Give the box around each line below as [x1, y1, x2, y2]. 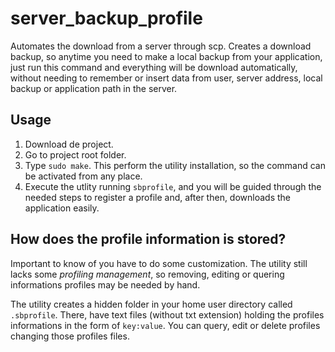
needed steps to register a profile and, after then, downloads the [24, 191, 292, 203]
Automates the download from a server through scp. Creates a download [10, 40, 312, 52]
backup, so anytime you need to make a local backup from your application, [10, 50, 323, 62]
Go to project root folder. [24, 148, 127, 161]
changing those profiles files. [10, 330, 130, 342]
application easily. [24, 202, 100, 214]
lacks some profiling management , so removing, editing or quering [10, 268, 285, 280]
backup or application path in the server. [10, 82, 178, 94]
